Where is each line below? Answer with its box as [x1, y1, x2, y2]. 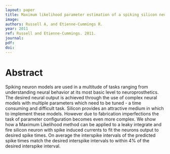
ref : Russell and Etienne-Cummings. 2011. [5, 31, 96, 36]
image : [5, 17, 19, 22]
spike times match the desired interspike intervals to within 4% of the [5, 137, 150, 143]
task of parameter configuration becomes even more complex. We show [5, 116, 156, 122]
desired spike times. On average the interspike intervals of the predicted [5, 132, 156, 138]
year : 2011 [5, 26, 28, 31]
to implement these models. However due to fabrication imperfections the [5, 110, 159, 117]
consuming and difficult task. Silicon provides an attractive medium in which [5, 105, 164, 111]
